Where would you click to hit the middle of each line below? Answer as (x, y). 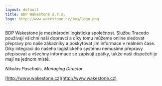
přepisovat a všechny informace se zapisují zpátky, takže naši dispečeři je (81, 54)
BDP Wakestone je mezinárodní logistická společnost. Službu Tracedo (77, 33)
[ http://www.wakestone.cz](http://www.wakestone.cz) (61, 78)
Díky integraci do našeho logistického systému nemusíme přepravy (74, 49)
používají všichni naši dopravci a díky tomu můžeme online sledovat (75, 38)
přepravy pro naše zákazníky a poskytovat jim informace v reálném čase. (80, 43)
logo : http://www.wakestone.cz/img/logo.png (52, 19)
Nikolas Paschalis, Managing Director (44, 69)
